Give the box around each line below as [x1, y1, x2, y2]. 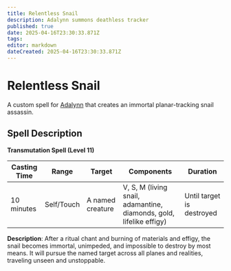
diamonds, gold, [122, 208, 175, 217]
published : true [7, 23, 54, 30]
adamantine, [122, 200, 163, 209]
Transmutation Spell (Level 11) [7, 145, 95, 154]
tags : [7, 36, 23, 43]
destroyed [184, 208, 218, 217]
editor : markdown [7, 42, 57, 49]
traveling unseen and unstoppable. [7, 256, 106, 264]
